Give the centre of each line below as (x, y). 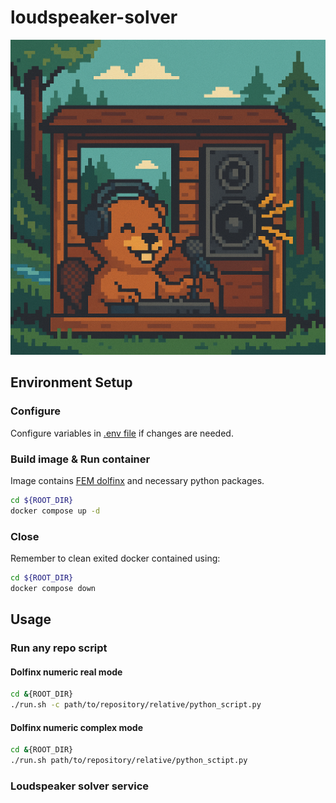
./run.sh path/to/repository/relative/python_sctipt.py (129, 761)
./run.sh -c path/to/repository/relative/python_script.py (136, 705)
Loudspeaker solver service (80, 786)
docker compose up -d (55, 511)
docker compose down (53, 588)
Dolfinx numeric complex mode (77, 727)
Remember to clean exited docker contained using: (115, 558)
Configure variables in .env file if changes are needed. (122, 433)
